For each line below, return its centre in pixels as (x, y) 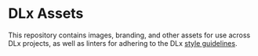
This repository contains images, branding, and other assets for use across (129, 35)
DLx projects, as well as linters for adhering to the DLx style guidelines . (123, 43)
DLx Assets (46, 14)
